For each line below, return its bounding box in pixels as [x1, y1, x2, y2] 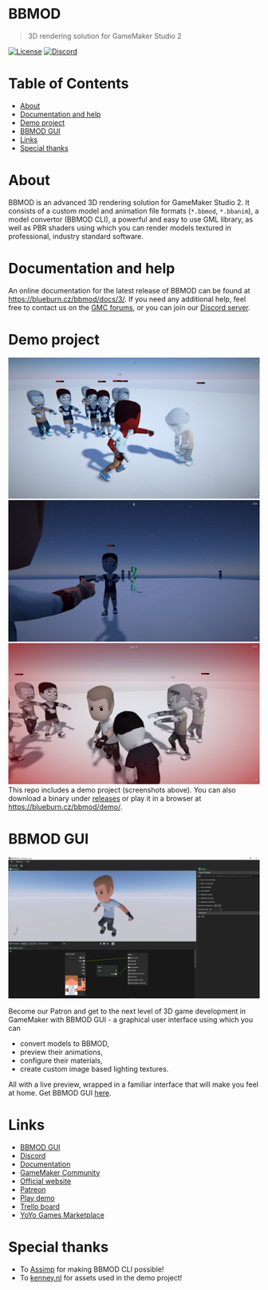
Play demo [19, 1193, 55, 1202]
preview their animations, [19, 1047, 104, 1056]
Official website [19, 1176, 72, 1186]
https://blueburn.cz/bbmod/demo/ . [8, 802, 123, 812]
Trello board [19, 1202, 60, 1211]
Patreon [19, 1185, 46, 1194]
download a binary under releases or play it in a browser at [8, 794, 202, 804]
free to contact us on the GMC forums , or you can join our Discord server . [8, 302, 251, 312]
